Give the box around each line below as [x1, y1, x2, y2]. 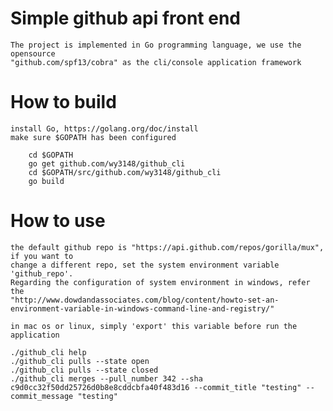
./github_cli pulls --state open [10, 356, 150, 366]
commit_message [10, 391, 74, 401]
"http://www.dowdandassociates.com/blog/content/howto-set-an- [10, 295, 280, 305]
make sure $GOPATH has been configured [10, 132, 177, 142]
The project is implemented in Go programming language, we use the [10, 40, 302, 50]
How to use [10, 210, 106, 232]
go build [28, 176, 65, 186]
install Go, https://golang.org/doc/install [10, 123, 199, 134]
